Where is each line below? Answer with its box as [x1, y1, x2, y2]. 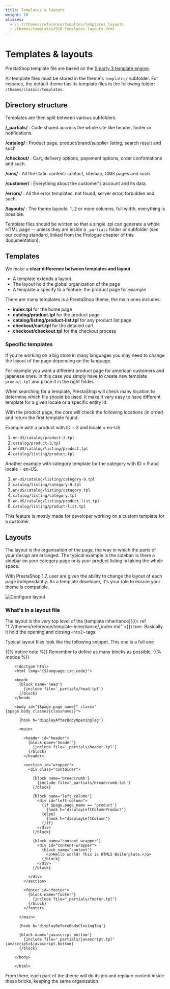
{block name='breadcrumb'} [32, 776, 90, 781]
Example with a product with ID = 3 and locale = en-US [5, 424, 121, 430]
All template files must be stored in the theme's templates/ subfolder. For [5, 75, 159, 82]
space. [5, 563, 20, 569]
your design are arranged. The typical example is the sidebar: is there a [5, 552, 155, 558]
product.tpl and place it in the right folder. [5, 378, 95, 384]
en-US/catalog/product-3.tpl [12, 435, 75, 440]
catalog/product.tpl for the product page [12, 311, 100, 317]
